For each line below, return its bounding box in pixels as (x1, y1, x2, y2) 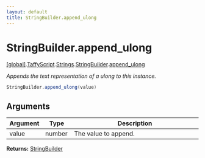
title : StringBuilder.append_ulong (6, 15, 97, 21)
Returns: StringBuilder (6, 145, 63, 153)
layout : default (6, 9, 48, 15)
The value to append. (74, 129, 135, 138)
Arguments (6, 101, 51, 111)
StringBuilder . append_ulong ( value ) (6, 84, 97, 91)
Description (117, 119, 153, 128)
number (45, 129, 68, 138)
